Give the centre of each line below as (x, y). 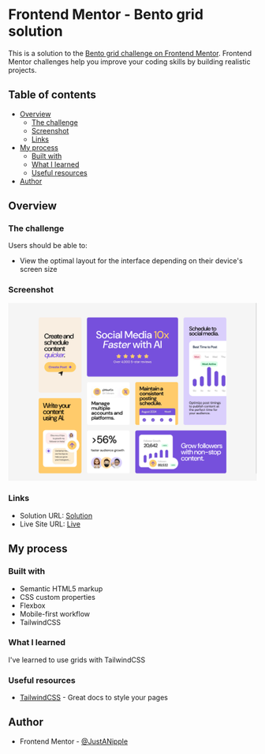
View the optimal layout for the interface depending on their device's (131, 261)
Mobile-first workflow (55, 613)
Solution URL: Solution (56, 515)
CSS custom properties (58, 597)
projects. (22, 70)
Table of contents (52, 95)
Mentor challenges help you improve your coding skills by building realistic (129, 62)
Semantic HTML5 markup (61, 588)
